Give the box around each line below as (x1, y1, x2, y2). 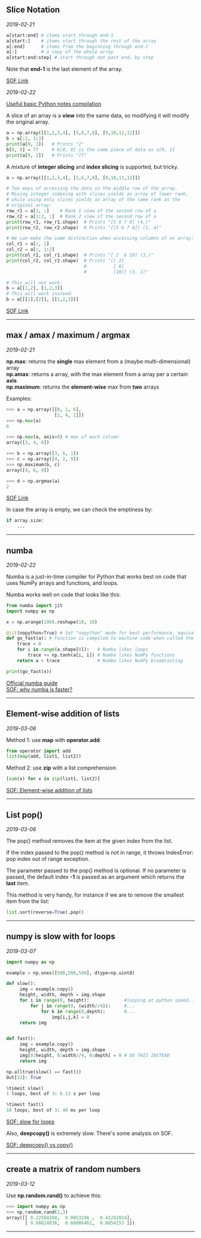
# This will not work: (6, 280, 63, 286)
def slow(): (6, 981, 36, 987)
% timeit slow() (6, 1085, 44, 1091)
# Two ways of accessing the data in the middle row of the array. (6, 185, 178, 191)
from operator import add (6, 748, 71, 754)
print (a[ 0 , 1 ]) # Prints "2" (6, 141, 84, 147)
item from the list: (6, 897, 50, 905)
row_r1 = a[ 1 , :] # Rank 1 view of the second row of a (6, 208, 157, 214)
